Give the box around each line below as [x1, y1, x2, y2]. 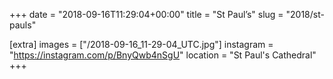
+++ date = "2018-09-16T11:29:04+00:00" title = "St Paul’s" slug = [9, 9, 284, 20]
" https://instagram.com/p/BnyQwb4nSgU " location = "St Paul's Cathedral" [9, 49, 317, 61]
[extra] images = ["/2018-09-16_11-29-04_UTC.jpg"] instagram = [9, 39, 274, 50]
